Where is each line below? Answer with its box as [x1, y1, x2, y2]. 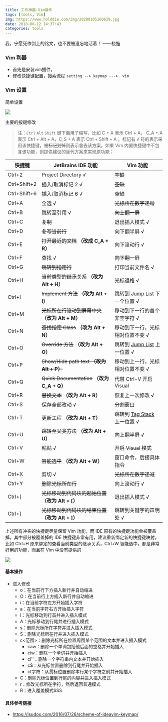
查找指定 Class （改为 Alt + [41, 324, 105, 331]
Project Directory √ [41, 171, 86, 178]
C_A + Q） [41, 382, 66, 389]
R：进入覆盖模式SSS [19, 687, 62, 693]
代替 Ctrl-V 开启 [114, 375, 153, 382]
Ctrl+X [7, 470, 23, 477]
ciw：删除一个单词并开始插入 [27, 650, 87, 656]
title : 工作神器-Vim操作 [5, 7, 52, 13]
